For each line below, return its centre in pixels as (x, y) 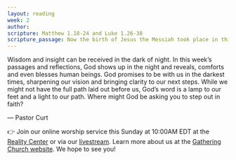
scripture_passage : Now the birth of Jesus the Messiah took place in (113, 40)
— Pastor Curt (28, 118)
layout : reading (31, 14)
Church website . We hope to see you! (61, 149)
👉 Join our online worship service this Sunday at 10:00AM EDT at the (109, 132)
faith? (15, 104)
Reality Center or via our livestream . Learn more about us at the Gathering (114, 142)
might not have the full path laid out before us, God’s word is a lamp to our (114, 89)
